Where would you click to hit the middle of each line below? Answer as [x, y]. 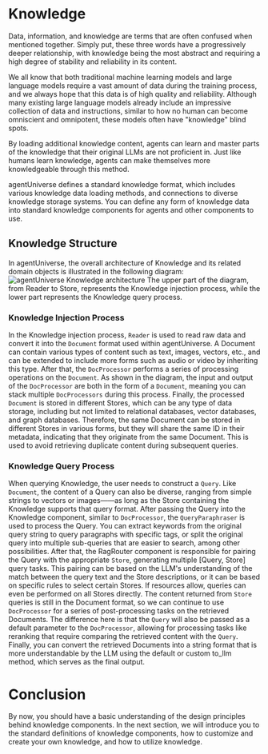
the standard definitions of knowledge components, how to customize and [131, 733]
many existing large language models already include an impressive [120, 102]
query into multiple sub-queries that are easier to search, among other [124, 543]
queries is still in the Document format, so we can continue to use [116, 602]
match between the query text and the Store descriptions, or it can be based [134, 577]
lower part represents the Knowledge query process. [95, 297]
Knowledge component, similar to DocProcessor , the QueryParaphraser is [127, 517]
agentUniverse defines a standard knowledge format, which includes [122, 184]
